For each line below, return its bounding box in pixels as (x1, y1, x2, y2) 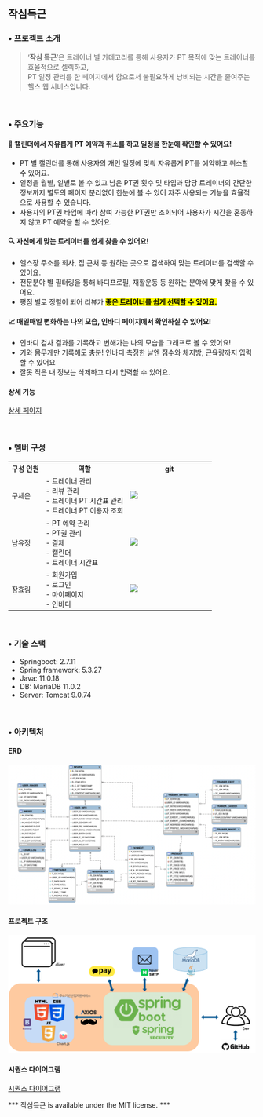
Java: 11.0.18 (19, 673, 60, 683)
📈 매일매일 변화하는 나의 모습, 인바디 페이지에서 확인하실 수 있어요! (8, 316, 212, 326)
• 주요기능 (8, 119, 44, 130)
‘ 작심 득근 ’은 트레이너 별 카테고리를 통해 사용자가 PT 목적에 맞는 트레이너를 (27, 52, 256, 61)
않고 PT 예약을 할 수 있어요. (27, 217, 112, 226)
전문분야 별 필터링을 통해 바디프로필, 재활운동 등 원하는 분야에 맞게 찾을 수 (19, 278, 246, 287)
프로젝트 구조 (8, 916, 49, 925)
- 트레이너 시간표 (46, 557, 99, 567)
